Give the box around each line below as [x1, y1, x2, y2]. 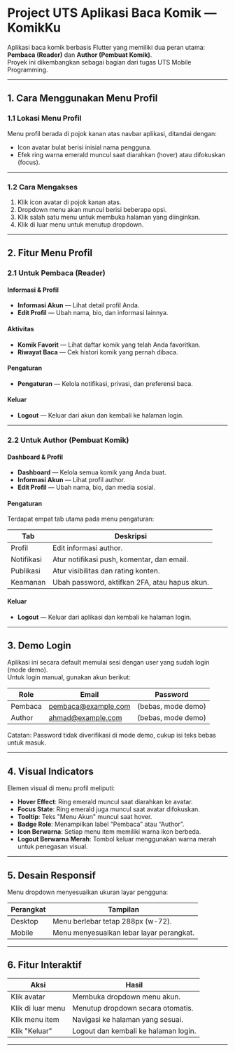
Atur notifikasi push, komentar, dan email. [52, 554, 189, 564]
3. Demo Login [7, 639, 71, 651]
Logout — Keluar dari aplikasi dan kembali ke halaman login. [17, 613, 192, 621]
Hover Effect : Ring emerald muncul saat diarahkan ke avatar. [17, 798, 194, 806]
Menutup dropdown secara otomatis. [72, 1003, 194, 1013]
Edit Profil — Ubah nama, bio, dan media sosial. [17, 483, 155, 492]
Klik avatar [10, 992, 45, 1001]
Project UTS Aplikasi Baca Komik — [7, 5, 217, 21]
